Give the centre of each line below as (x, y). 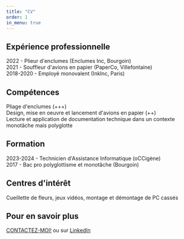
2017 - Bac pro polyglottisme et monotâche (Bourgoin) (73, 164)
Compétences (33, 92)
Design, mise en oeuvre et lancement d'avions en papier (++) (81, 113)
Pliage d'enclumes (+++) (37, 106)
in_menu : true (24, 23)
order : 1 (17, 17)
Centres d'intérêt (39, 184)
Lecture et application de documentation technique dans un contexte (91, 119)
